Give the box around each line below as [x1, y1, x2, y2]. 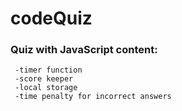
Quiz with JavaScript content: [10, 43, 158, 57]
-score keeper [14, 74, 74, 84]
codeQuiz [10, 7, 93, 30]
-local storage [14, 83, 78, 93]
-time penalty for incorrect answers [14, 92, 172, 102]
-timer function [14, 65, 83, 76]
